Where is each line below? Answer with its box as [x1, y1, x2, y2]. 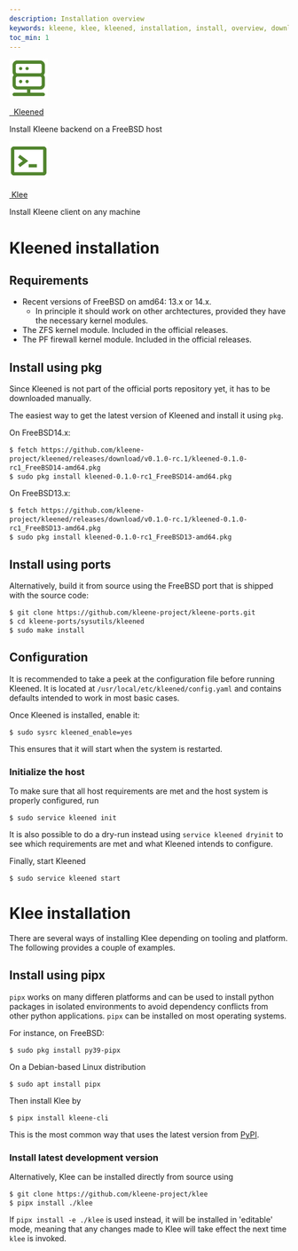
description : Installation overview [9, 14, 145, 23]
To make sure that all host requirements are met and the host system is [9, 786, 269, 796]
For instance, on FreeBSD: [9, 1027, 105, 1038]
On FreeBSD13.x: [9, 488, 71, 499]
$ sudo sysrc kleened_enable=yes [9, 728, 133, 737]
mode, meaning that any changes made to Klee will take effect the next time [9, 1223, 287, 1234]
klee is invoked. [9, 1233, 67, 1244]
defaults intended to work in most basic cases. [9, 693, 180, 703]
